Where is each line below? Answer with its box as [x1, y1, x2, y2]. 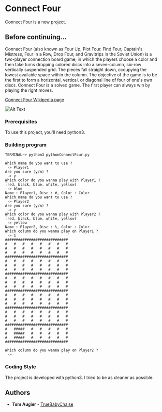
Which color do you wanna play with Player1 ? [5, 178, 101, 183]
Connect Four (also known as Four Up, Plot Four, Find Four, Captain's [5, 46, 143, 51]
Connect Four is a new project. [5, 19, 66, 25]
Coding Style [5, 363, 36, 370]
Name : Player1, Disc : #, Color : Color [5, 190, 90, 196]
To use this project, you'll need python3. [5, 129, 86, 135]
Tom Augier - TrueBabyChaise [12, 401, 74, 407]
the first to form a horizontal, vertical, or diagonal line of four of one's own [5, 77, 152, 83]
